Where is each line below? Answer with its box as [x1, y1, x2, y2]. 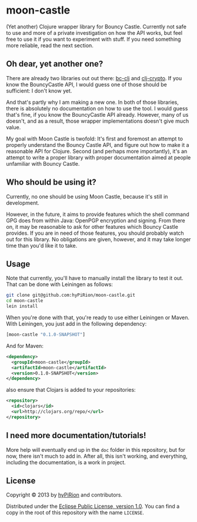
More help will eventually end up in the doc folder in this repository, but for [6, 446, 186, 453]
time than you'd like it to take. [6, 242, 78, 249]
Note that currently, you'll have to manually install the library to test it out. [6, 275, 183, 282]
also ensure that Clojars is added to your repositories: [6, 386, 136, 393]
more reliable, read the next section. [6, 42, 94, 49]
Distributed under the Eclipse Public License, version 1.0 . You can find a [6, 503, 180, 510]
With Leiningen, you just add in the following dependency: [6, 320, 147, 327]
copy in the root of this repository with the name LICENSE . [6, 509, 144, 516]
